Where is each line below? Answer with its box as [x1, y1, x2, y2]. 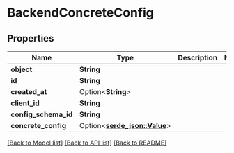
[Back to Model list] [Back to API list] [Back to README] [7, 138, 167, 147]
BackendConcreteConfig [7, 5, 155, 21]
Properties [7, 33, 54, 44]
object [10, 64, 33, 74]
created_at [10, 87, 47, 96]
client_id [10, 98, 40, 108]
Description [177, 53, 218, 62]
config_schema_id [10, 109, 73, 119]
